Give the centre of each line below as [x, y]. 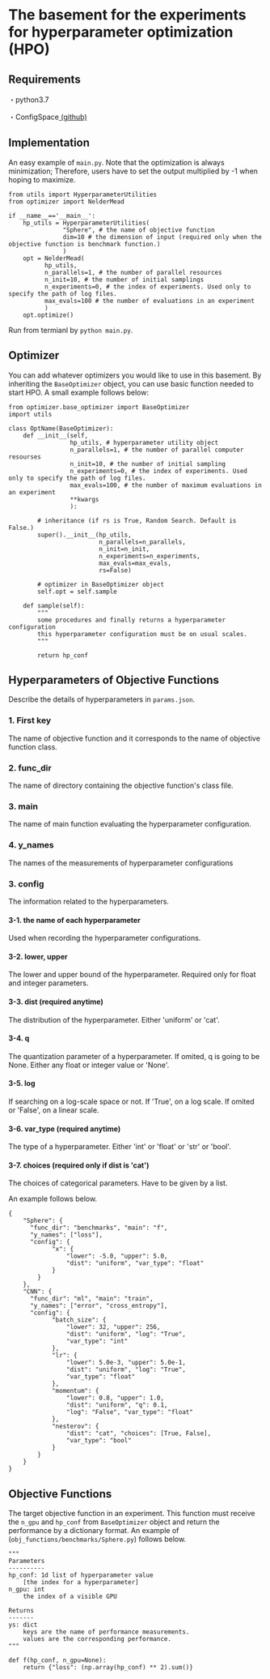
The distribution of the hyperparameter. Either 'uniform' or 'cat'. [114, 1019]
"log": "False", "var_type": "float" [130, 1412]
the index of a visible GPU [70, 1597]
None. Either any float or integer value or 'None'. [89, 1065]
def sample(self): [54, 605]
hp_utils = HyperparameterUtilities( [86, 223]
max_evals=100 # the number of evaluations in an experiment [149, 301]
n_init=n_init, [124, 549]
